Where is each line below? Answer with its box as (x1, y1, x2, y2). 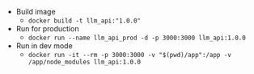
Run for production (15, 24, 79, 33)
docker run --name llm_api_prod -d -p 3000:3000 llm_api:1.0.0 (28, 34, 247, 42)
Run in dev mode (15, 41, 73, 51)
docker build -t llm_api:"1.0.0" (28, 17, 142, 25)
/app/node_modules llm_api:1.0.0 (28, 58, 142, 66)
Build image (15, 7, 56, 16)
